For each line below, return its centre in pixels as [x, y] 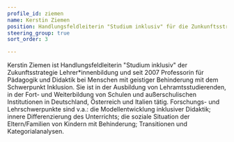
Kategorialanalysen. [36, 132]
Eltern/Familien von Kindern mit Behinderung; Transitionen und [97, 124]
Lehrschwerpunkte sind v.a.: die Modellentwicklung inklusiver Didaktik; [109, 109]
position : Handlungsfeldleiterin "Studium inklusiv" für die [98, 26]
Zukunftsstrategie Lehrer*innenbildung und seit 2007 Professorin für [106, 73]
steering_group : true [39, 33]
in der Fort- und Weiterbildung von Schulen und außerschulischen [102, 95]
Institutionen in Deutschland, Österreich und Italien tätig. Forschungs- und [114, 102]
